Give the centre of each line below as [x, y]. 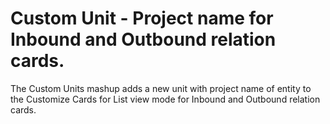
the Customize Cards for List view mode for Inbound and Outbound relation [165, 99]
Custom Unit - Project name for [142, 18]
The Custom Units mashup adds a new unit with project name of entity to [161, 88]
